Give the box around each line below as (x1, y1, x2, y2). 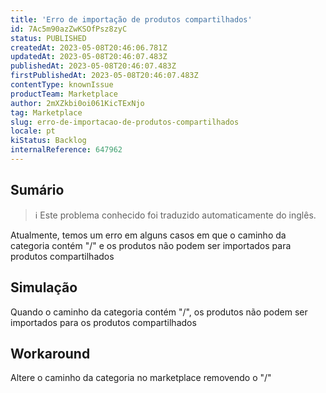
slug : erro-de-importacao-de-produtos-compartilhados (10, 117, 240, 127)
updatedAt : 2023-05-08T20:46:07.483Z (10, 52, 168, 62)
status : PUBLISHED (10, 33, 87, 43)
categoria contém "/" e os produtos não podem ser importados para (10, 239, 292, 251)
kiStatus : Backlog (10, 136, 87, 146)
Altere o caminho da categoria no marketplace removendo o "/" (10, 372, 272, 384)
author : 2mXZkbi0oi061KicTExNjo (10, 98, 145, 108)
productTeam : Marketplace (10, 89, 118, 99)
